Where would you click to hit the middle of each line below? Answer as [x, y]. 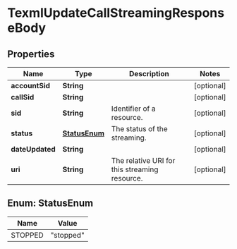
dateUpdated [34, 149]
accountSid [31, 86]
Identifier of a [134, 109]
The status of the [139, 129]
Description [149, 74]
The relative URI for [143, 160]
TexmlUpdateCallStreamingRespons [116, 13]
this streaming [135, 169]
